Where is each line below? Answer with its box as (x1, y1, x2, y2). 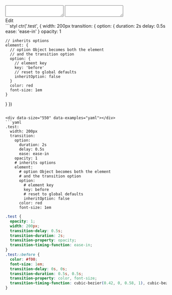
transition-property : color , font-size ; (10, 276, 97, 281)
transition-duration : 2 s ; (10, 233, 66, 238)
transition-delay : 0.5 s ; (10, 228, 63, 234)
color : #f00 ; (10, 257, 38, 262)
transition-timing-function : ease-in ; (10, 243, 93, 248)
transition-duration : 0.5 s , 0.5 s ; (10, 271, 83, 276)
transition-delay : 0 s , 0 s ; (10, 266, 68, 271)
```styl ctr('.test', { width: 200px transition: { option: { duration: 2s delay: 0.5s (5, 23, 165, 29)
